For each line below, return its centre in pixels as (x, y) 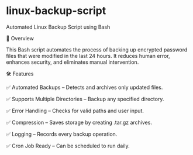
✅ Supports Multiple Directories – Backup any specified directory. (85, 99)
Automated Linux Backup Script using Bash (58, 27)
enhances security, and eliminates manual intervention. (73, 62)
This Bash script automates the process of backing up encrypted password (97, 49)
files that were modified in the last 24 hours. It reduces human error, (88, 56)
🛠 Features (20, 74)
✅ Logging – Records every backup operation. (62, 134)
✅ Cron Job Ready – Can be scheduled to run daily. (68, 146)
